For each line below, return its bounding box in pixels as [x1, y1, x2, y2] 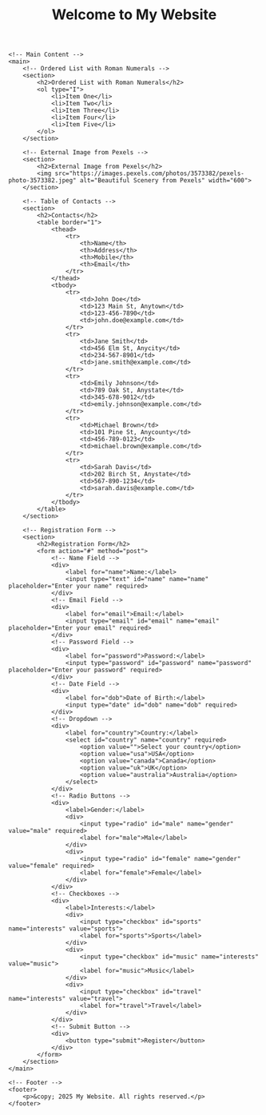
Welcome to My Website [51, 6, 217, 24]
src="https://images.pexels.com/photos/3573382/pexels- [54, 169, 245, 177]
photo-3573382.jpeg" [8, 177, 77, 185]
